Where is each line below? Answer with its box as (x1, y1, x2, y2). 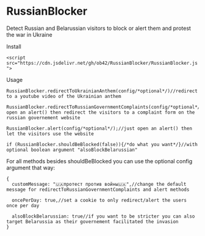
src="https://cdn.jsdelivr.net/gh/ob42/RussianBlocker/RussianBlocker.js (6, 60, 198, 66)
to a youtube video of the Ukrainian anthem (6, 93, 121, 99)
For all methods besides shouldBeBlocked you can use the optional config (6, 157, 193, 164)
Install (6, 43, 21, 50)
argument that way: (6, 164, 56, 171)
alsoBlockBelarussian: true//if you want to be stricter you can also (12, 213, 195, 219)
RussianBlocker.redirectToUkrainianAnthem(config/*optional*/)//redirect (6, 87, 198, 94)
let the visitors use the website (6, 130, 95, 137)
